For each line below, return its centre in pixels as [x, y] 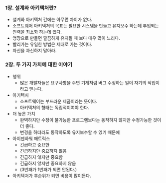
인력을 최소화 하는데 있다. [37, 32]
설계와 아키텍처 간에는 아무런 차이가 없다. [52, 20]
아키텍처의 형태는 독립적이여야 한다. [55, 107]
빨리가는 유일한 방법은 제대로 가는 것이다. [52, 44]
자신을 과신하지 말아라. [34, 51]
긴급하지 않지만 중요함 [41, 157]
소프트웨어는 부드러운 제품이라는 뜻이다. [59, 101]
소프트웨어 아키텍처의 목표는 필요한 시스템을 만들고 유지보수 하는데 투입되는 [86, 26]
